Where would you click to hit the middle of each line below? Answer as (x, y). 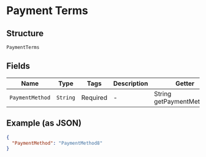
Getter (185, 83)
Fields (18, 66)
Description (131, 83)
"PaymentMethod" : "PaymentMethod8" (57, 143)
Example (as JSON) (44, 123)
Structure (25, 33)
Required (94, 98)
